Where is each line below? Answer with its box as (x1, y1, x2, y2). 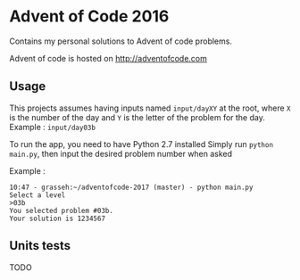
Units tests (9, 238, 71, 253)
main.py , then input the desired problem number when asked (9, 148, 233, 159)
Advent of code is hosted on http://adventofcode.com (9, 53, 208, 63)
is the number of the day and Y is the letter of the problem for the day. (9, 111, 265, 122)
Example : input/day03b (9, 121, 96, 132)
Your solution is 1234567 (9, 214, 105, 223)
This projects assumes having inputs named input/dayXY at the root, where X (9, 103, 291, 113)
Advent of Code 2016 (9, 6, 170, 27)
